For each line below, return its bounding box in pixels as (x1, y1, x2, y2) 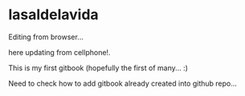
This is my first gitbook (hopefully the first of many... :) (8, 62, 189, 73)
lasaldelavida (8, 6, 99, 24)
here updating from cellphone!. (8, 47, 111, 57)
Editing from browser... (8, 32, 84, 42)
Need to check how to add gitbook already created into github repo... (8, 78, 237, 88)
